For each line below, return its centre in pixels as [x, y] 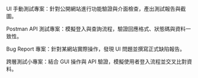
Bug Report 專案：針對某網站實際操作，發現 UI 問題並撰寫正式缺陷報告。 [96, 49]
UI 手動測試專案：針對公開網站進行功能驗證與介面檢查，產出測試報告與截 [96, 9]
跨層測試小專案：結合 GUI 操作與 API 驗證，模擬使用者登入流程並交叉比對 [97, 62]
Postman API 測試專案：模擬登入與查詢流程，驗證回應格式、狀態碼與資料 [96, 29]
